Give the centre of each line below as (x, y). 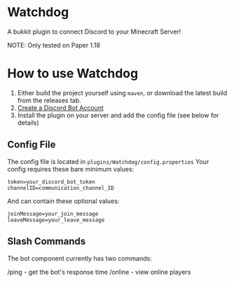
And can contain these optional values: (63, 201)
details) (28, 123)
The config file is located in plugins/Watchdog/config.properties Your (108, 161)
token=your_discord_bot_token (51, 182)
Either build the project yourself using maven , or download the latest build (122, 92)
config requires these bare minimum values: (71, 169)
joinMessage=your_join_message (53, 214)
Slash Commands (47, 241)
